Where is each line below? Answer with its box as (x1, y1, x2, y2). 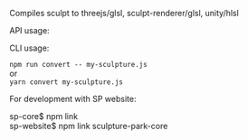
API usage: (9, 25, 50, 35)
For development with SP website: (9, 94, 137, 104)
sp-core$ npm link (9, 111, 79, 121)
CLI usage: (9, 42, 50, 53)
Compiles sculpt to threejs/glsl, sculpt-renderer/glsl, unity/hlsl (9, 8, 240, 18)
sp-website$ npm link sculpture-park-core (9, 121, 168, 131)
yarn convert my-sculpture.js (9, 78, 124, 87)
